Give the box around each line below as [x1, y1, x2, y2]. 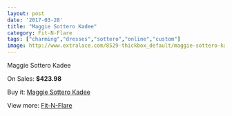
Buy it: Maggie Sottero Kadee [7, 88, 91, 96]
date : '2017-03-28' [7, 17, 64, 23]
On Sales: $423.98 [7, 75, 62, 83]
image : [7, 42, 26, 49]
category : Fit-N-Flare [7, 29, 72, 37]
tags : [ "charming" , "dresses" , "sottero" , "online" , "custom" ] [7, 36, 181, 43]
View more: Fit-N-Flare [7, 101, 72, 109]
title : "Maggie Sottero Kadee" [7, 23, 97, 30]
